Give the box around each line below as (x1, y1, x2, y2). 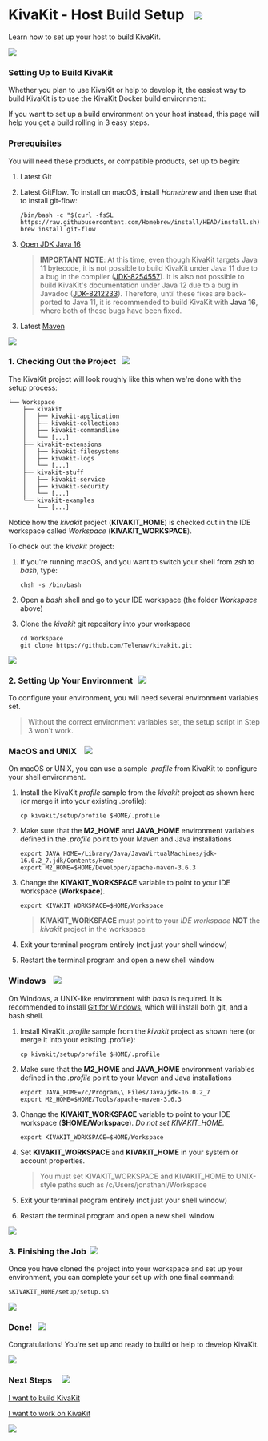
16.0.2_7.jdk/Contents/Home (19, 857, 114, 865)
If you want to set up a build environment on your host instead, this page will (8, 110, 260, 119)
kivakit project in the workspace (39, 925, 146, 934)
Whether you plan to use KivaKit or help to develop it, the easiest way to (8, 86, 246, 95)
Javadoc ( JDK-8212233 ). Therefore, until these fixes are (39, 288, 226, 298)
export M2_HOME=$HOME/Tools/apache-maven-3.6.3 (19, 1095, 182, 1103)
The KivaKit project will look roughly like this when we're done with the (8, 374, 242, 383)
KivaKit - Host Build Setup (8, 6, 185, 24)
